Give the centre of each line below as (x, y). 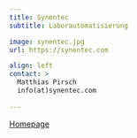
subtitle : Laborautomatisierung (68, 26)
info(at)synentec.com (57, 90)
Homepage (30, 124)
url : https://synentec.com (59, 50)
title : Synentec (39, 17)
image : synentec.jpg (47, 42)
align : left (31, 66)
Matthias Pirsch (47, 82)
